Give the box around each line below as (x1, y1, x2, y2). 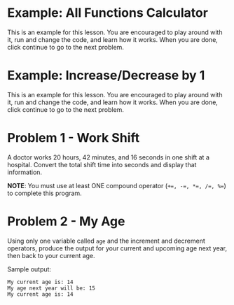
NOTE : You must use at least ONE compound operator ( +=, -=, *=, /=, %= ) (7, 181, 226, 190)
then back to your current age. (7, 251, 96, 260)
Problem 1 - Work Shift (7, 130, 140, 146)
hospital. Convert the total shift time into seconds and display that (7, 160, 197, 169)
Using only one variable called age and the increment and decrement (7, 236, 205, 245)
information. (7, 168, 43, 176)
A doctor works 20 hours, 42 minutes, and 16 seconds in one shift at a (7, 152, 210, 162)
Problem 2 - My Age (7, 213, 125, 229)
